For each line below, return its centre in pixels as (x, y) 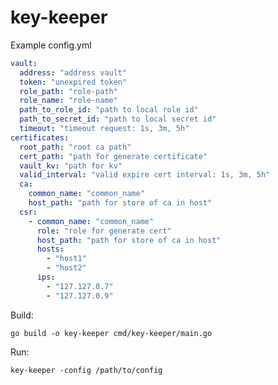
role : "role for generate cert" (104, 231)
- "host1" (66, 259)
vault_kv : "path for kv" (71, 166)
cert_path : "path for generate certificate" (113, 156)
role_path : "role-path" (68, 91)
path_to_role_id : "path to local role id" (109, 110)
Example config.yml (51, 45)
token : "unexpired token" (73, 82)
